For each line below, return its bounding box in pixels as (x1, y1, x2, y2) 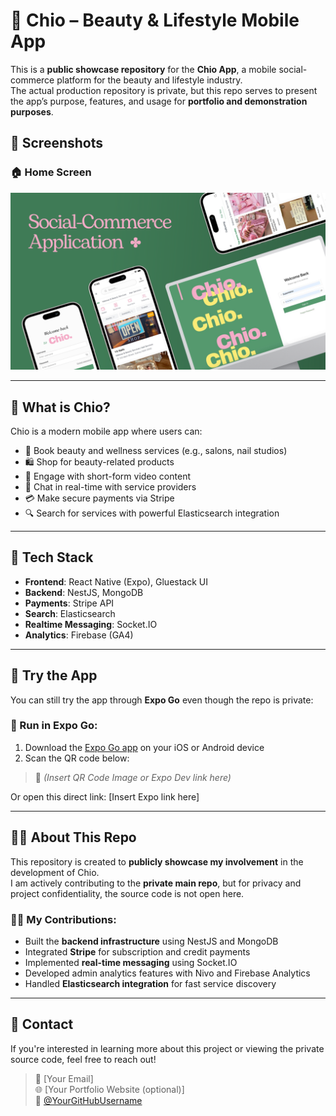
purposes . (10, 105, 54, 118)
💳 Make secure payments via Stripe (24, 492, 175, 504)
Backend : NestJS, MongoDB (24, 586, 144, 598)
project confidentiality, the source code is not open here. (10, 887, 245, 899)
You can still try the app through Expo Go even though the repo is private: (10, 694, 314, 706)
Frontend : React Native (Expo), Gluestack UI (24, 575, 208, 588)
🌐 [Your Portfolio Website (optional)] (34, 1083, 185, 1095)
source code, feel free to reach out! (10, 1053, 157, 1065)
